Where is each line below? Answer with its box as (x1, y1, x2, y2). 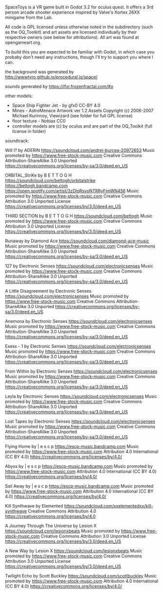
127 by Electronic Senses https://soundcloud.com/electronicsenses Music (5, 263, 153, 269)
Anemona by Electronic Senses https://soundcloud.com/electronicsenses (5, 318, 152, 324)
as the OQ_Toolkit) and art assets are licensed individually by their (5, 29, 137, 35)
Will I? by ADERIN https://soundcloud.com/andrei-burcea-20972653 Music (5, 148, 155, 153)
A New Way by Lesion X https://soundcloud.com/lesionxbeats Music (5, 548, 143, 553)
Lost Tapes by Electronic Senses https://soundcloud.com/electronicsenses (5, 419, 156, 424)
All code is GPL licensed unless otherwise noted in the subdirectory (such (5, 24, 153, 30)
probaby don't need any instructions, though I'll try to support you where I (5, 54, 153, 60)
